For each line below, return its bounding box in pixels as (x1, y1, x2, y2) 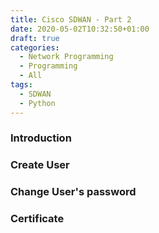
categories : (10, 42, 60, 53)
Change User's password (10, 185, 137, 199)
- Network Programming (19, 52, 114, 62)
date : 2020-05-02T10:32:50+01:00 (10, 24, 150, 34)
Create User (10, 158, 70, 172)
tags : (10, 80, 33, 90)
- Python (19, 98, 56, 108)
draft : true (10, 33, 60, 43)
